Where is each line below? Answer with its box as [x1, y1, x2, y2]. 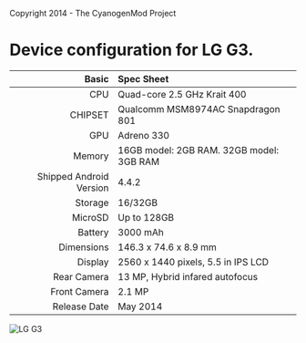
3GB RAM [117, 155, 160, 168]
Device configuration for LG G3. [9, 40, 254, 60]
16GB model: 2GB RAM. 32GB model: [117, 143, 280, 156]
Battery [76, 225, 109, 238]
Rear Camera [53, 270, 109, 283]
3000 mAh [117, 225, 164, 238]
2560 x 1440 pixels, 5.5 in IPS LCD [117, 255, 270, 268]
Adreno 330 [117, 129, 170, 141]
